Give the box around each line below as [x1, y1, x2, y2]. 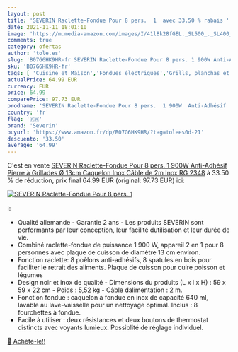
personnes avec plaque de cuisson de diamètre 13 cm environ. [17, 248, 200, 257]
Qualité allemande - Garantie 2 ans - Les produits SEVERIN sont [17, 218, 204, 227]
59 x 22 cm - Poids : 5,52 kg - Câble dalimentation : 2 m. [17, 286, 183, 294]
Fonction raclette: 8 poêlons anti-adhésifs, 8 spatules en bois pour [17, 256, 212, 264]
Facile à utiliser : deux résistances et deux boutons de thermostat [17, 316, 209, 324]
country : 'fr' [7, 109, 50, 116]
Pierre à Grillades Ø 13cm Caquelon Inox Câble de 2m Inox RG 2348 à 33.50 [7, 169, 229, 177]
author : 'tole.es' [7, 50, 62, 57]
